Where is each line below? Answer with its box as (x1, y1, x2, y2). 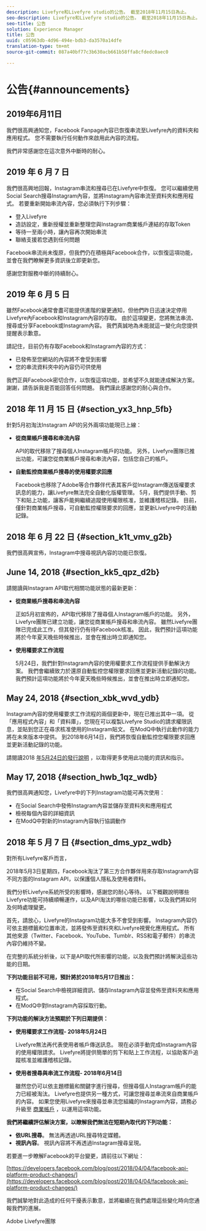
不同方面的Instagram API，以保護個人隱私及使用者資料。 (6, 876, 150, 883)
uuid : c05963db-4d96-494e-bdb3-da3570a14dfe (6, 37, 122, 44)
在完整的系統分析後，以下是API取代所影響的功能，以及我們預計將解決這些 (6, 953, 193, 960)
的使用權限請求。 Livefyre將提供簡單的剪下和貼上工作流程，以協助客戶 (15, 1049, 194, 1056)
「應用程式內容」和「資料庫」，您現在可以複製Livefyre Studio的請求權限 (6, 718, 187, 725)
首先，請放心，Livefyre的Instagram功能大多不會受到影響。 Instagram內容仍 (6, 917, 197, 924)
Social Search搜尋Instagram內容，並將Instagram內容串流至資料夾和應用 (6, 192, 189, 200)
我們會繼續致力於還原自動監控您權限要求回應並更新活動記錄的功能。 (27, 667, 200, 674)
